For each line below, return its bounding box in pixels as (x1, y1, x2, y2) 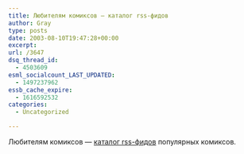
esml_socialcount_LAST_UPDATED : (8, 71, 115, 79)
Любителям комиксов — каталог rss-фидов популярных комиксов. (8, 137, 237, 146)
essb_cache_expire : (8, 85, 73, 94)
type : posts (8, 26, 48, 34)
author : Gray (8, 19, 52, 27)
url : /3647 (8, 49, 45, 57)
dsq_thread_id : (8, 57, 59, 65)
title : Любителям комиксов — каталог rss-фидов (8, 11, 169, 20)
